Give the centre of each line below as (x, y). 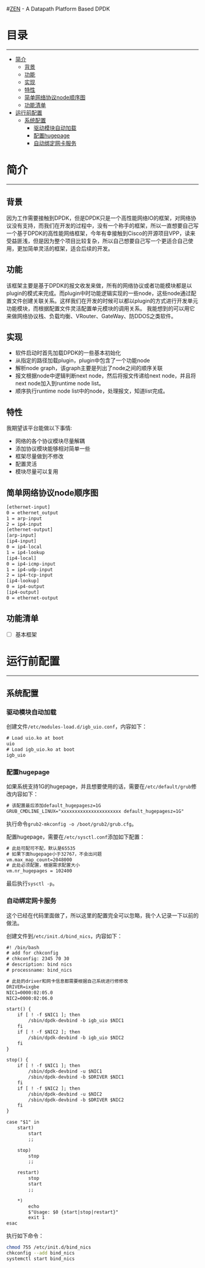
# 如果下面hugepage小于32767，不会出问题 (54, 854)
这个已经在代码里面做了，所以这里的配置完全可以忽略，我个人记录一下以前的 (103, 915)
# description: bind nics (39, 964)
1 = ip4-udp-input (30, 570)
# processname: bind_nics (39, 971)
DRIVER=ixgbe (23, 987)
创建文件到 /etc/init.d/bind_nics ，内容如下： (65, 936)
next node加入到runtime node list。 (59, 384)
